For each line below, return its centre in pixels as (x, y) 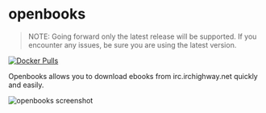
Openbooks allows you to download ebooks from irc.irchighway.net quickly (133, 76)
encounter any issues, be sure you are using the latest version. (132, 44)
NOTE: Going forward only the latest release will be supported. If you (142, 36)
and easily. (26, 85)
